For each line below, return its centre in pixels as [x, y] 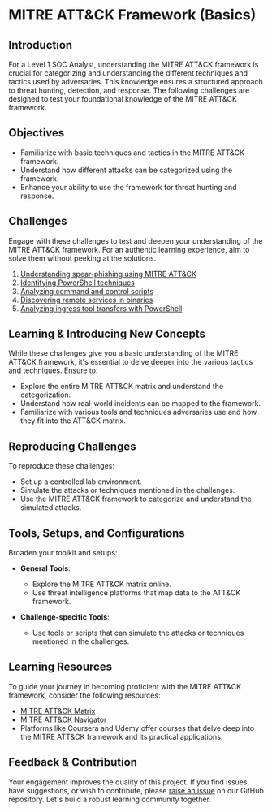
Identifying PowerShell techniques [78, 283]
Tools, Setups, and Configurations [97, 533]
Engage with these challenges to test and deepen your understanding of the [136, 240]
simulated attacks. [51, 508]
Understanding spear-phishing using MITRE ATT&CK [108, 274]
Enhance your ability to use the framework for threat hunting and [128, 187]
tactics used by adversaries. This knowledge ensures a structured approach [136, 82]
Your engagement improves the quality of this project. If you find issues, [129, 782]
